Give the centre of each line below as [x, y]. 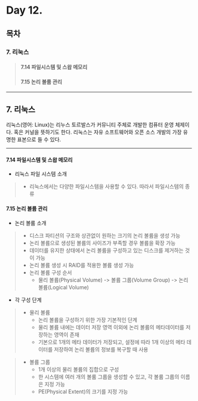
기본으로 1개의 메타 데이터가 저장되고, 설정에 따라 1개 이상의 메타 [112, 342]
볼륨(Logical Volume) [64, 287]
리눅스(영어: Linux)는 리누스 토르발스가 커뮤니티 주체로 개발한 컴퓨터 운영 [90, 125]
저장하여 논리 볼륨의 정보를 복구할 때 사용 [101, 349]
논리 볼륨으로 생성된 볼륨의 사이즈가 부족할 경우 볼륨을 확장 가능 [102, 242]
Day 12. [24, 10]
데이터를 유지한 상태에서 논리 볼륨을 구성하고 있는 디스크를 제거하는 [106, 250]
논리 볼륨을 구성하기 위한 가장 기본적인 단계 [88, 319]
